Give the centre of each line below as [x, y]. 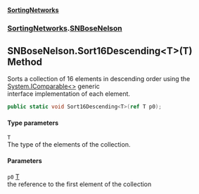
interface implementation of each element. [69, 94]
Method [25, 62]
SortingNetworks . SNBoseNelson [65, 28]
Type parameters [33, 123]
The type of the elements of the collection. [69, 145]
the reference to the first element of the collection [79, 184]
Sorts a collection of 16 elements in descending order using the [99, 79]
